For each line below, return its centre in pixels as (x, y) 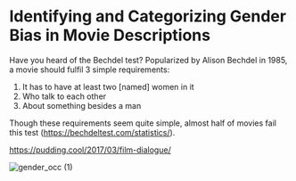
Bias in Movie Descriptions (110, 35)
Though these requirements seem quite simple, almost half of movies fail (143, 123)
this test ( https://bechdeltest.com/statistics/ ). (92, 132)
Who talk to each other (64, 96)
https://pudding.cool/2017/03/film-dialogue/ (90, 150)
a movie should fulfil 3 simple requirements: (90, 70)
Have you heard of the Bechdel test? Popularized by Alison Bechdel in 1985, (148, 60)
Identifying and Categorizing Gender (148, 16)
